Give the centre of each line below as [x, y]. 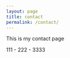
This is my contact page [35, 39]
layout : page [22, 11]
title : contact [25, 17]
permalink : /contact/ [33, 22]
